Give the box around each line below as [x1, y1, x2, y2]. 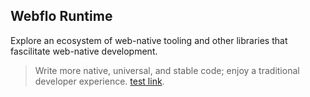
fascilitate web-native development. [10, 45, 158, 57]
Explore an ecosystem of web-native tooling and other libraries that [10, 34, 288, 46]
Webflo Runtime [10, 8, 113, 25]
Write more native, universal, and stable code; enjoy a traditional [34, 64, 300, 76]
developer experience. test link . [34, 75, 165, 87]
